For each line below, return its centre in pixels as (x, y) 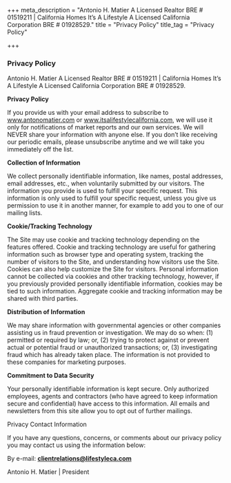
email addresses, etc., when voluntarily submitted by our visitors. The (106, 183)
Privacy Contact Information (47, 424)
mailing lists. (25, 213)
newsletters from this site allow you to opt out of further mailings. (100, 411)
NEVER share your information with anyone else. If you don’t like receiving (112, 135)
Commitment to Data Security (51, 376)
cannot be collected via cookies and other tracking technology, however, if (113, 277)
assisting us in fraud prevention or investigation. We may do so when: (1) (110, 333)
